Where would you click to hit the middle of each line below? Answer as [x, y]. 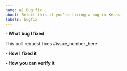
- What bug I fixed [25, 34]
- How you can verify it [30, 63]
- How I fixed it [21, 53]
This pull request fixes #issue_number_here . [52, 44]
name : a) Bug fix [24, 10]
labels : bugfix [22, 19]
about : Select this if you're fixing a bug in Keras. [64, 15]
